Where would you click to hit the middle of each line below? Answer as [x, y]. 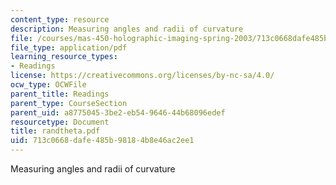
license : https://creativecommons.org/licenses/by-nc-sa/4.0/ [142, 76]
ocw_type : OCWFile [48, 85]
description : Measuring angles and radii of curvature [127, 29]
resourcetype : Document [60, 122]
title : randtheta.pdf [55, 131]
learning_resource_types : [64, 57]
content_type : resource [60, 19]
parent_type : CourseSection [69, 103]
